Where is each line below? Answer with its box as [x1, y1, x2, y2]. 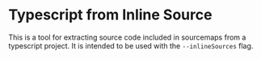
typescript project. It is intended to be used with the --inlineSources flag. [8, 40, 254, 50]
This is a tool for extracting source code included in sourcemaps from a [8, 32, 246, 42]
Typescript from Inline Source [8, 6, 213, 24]
